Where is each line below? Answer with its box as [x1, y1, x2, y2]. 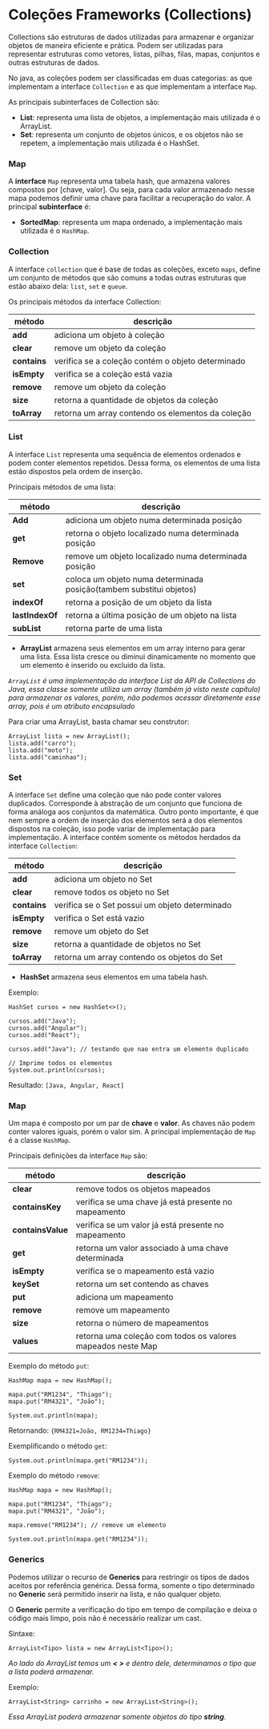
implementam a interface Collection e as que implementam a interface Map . [8, 82, 258, 91]
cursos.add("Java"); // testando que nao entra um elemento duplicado [8, 1045, 249, 1054]
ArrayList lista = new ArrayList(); [8, 732, 130, 740]
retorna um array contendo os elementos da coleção [54, 407, 252, 418]
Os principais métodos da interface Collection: [8, 296, 162, 306]
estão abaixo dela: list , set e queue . [8, 281, 128, 291]
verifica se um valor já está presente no [75, 1220, 224, 1231]
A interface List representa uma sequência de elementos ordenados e [8, 449, 242, 459]
